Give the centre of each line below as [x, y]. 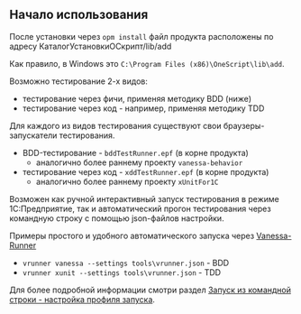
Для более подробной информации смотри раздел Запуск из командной [150, 290]
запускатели [33, 135]
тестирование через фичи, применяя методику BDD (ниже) [137, 98]
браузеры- [244, 125]
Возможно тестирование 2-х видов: [79, 81]
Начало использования [79, 15]
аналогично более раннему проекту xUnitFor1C [127, 181]
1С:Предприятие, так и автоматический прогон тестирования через [141, 208]
